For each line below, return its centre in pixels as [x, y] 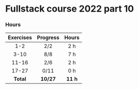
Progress [48, 37]
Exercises [20, 37]
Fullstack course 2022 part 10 [69, 9]
